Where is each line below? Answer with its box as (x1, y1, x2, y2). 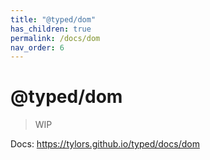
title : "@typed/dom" (10, 14, 97, 25)
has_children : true (10, 24, 92, 34)
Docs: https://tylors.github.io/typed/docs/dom (10, 138, 200, 150)
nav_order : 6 (10, 42, 65, 53)
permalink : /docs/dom (10, 33, 101, 43)
